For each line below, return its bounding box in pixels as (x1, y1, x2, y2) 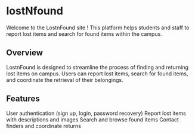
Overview (6, 48, 44, 58)
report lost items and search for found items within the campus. (6, 30, 162, 37)
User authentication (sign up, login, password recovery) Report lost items (6, 109, 186, 117)
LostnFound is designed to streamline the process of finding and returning (6, 63, 189, 71)
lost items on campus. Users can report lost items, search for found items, (6, 70, 188, 77)
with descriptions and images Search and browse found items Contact (6, 115, 179, 123)
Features (6, 94, 40, 104)
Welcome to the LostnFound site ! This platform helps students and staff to (6, 24, 190, 31)
